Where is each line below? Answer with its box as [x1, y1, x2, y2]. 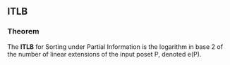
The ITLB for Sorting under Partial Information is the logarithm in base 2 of [7, 42, 224, 51]
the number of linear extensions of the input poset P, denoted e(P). [7, 50, 202, 58]
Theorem [7, 27, 40, 36]
